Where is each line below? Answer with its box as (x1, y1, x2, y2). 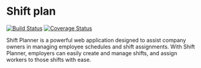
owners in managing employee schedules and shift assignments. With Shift (6, 43, 196, 50)
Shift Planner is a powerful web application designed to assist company (6, 36, 186, 43)
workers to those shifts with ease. (6, 56, 92, 63)
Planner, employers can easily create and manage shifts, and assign (6, 49, 177, 56)
